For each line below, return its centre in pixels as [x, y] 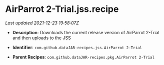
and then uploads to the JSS [41, 38]
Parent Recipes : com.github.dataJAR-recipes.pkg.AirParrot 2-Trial [83, 57]
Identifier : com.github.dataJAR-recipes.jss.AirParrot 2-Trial [77, 47]
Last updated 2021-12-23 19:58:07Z [42, 23]
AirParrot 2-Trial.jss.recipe [62, 9]
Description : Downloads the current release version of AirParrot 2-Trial [86, 32]
